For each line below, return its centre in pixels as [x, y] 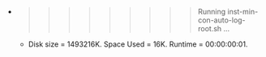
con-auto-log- [221, 20]
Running [212, 12]
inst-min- [242, 12]
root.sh [210, 28]
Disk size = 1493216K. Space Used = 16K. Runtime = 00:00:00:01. [138, 44]
